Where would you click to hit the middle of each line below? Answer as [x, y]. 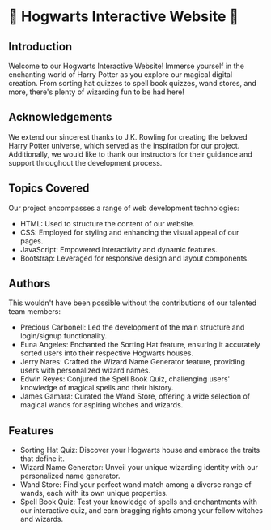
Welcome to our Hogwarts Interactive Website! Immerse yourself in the [127, 66]
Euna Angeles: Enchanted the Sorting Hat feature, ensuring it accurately [140, 345]
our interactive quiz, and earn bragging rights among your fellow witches [141, 511]
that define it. [42, 459]
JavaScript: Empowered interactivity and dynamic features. [119, 249]
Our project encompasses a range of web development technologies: [124, 208]
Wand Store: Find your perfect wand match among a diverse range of [136, 485]
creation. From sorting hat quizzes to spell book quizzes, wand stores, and [133, 83]
